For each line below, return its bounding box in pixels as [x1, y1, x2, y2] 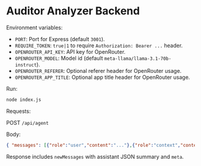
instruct [14, 62, 37, 68]
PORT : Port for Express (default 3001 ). [14, 35, 105, 42]
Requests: [6, 107, 31, 115]
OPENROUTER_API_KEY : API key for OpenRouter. [14, 48, 126, 55]
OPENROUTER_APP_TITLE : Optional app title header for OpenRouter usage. [14, 73, 190, 81]
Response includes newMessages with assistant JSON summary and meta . [6, 153, 184, 160]
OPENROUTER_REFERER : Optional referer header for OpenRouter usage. [14, 67, 182, 74]
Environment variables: [6, 24, 63, 31]
